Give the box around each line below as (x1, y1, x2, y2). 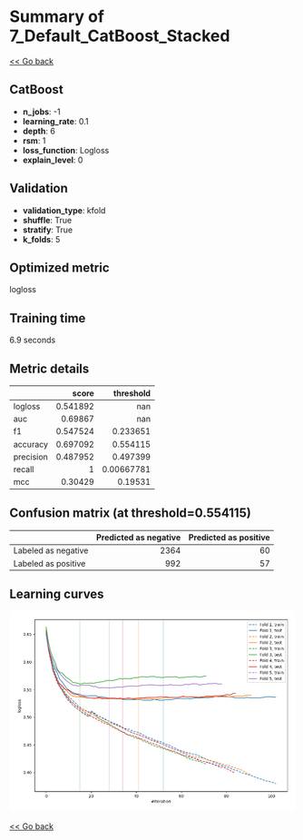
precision (13, 451, 48, 462)
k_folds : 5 (22, 233, 61, 244)
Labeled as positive (13, 558, 86, 568)
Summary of (9, 6, 104, 27)
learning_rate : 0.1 (22, 115, 89, 126)
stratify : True (22, 224, 73, 235)
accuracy (13, 439, 48, 450)
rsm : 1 (22, 134, 46, 146)
